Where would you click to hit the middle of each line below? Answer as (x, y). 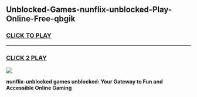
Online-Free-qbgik (41, 19)
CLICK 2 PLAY (26, 58)
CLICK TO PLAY (29, 36)
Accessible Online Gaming (39, 88)
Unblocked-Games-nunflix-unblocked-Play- (89, 10)
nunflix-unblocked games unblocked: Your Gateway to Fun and (84, 81)
